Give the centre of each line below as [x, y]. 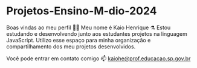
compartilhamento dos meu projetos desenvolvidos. [71, 47]
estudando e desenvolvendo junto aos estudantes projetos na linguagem [97, 33]
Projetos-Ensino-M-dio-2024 [82, 11]
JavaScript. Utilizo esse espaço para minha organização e [79, 40]
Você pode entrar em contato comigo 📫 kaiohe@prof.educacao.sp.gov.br [98, 58]
